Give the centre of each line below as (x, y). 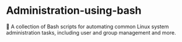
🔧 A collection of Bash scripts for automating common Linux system (87, 26)
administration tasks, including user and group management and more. (91, 32)
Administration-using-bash (74, 11)
